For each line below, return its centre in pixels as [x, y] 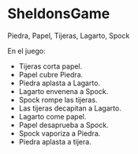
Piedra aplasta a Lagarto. [59, 83]
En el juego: [26, 51]
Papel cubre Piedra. [51, 74]
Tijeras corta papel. [50, 66]
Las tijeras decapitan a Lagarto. [70, 108]
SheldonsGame [59, 14]
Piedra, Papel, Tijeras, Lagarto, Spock [69, 36]
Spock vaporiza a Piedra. [60, 133]
